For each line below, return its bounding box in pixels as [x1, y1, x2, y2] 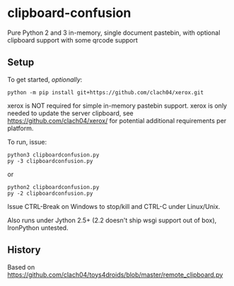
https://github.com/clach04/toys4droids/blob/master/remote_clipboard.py [7, 270, 223, 279]
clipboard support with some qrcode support [7, 35, 138, 44]
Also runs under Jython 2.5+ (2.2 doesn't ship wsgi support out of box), [7, 216, 217, 224]
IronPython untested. [7, 223, 69, 231]
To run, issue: [7, 137, 47, 146]
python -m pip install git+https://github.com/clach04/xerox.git [7, 88, 204, 96]
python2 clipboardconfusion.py [7, 183, 100, 190]
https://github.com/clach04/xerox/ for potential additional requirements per [7, 116, 227, 125]
